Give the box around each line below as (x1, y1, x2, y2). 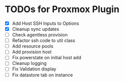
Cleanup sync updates (12, 26, 59, 32)
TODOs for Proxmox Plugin (5, 4, 119, 15)
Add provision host (12, 49, 52, 55)
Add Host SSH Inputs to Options (12, 20, 79, 26)
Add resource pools (12, 43, 54, 49)
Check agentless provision (12, 32, 68, 38)
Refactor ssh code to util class (12, 37, 75, 44)
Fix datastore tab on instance (12, 72, 73, 78)
